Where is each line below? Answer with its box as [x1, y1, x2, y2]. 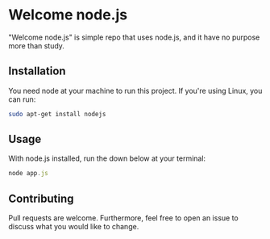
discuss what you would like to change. [8, 222, 139, 232]
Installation [8, 65, 66, 78]
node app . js [8, 170, 48, 178]
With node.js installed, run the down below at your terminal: [8, 153, 206, 163]
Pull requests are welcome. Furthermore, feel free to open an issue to [8, 213, 239, 223]
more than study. [8, 40, 64, 50]
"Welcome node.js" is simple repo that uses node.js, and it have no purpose [8, 32, 260, 42]
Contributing [8, 191, 74, 205]
